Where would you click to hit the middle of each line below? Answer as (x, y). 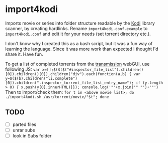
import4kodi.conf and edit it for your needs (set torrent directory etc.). (78, 34)
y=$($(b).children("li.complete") (41, 78)
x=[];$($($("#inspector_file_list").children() (93, 69)
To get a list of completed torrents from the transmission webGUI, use (77, 64)
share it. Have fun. (24, 54)
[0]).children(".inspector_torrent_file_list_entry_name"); (70, 83)
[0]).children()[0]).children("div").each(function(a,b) (66, 74)
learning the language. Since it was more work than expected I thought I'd (82, 49)
